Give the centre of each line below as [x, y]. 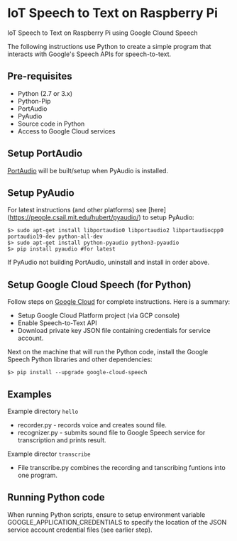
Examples [29, 394]
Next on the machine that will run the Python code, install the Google [108, 352]
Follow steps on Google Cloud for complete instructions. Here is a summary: [119, 302]
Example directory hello [43, 411]
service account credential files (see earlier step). [80, 530]
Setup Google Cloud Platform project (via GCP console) [99, 316]
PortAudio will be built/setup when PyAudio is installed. [88, 170]
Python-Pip [34, 101]
